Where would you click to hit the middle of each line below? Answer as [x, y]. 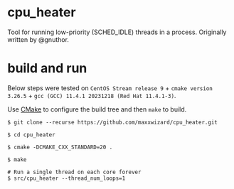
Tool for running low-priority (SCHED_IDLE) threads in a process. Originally [117, 32]
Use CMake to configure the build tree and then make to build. [97, 109]
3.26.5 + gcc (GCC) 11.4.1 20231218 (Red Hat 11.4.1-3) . [92, 95]
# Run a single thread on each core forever [74, 172]
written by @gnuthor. [38, 39]
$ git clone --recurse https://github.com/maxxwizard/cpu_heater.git [113, 122]
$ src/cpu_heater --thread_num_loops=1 [67, 178]
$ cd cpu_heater [31, 135]
